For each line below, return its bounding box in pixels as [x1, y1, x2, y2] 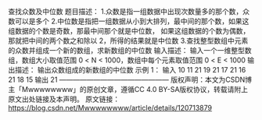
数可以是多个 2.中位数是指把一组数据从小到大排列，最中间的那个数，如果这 [8, 16, 249, 26]
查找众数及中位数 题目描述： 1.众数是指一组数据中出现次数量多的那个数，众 [8, 7, 250, 16]
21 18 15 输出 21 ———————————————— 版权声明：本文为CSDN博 [8, 75, 253, 84]
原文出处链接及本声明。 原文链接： [8, 94, 120, 104]
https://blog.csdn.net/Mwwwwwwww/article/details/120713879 [8, 104, 213, 112]
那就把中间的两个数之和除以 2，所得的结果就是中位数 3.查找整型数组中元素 [8, 36, 249, 45]
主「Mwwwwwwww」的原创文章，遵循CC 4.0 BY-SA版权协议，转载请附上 [8, 85, 249, 94]
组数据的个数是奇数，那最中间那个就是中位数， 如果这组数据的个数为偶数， [8, 26, 250, 35]
